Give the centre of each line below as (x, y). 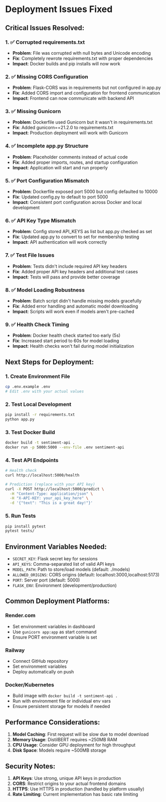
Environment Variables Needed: (56, 546)
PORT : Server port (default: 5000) (46, 580)
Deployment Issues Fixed (59, 9)
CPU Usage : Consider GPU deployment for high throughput (74, 745)
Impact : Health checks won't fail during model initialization (73, 346)
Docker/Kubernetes (30, 684)
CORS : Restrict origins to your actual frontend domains (69, 783)
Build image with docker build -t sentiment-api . (65, 696)
